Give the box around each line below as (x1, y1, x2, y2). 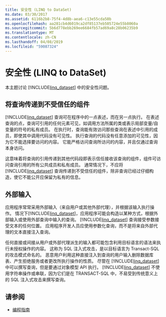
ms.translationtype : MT (5, 30, 54, 35)
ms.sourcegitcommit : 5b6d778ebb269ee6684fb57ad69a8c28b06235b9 (5, 26, 138, 31)
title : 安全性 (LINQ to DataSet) (5, 7, 72, 12)
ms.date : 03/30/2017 (5, 12, 48, 17)
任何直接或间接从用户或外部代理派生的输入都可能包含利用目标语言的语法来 (5, 240, 157, 246)
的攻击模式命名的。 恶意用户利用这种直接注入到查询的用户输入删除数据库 (5, 252, 154, 258)
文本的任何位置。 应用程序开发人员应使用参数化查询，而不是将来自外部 (9, 223, 154, 229)
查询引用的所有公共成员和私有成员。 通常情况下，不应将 (9, 162, 124, 168)
